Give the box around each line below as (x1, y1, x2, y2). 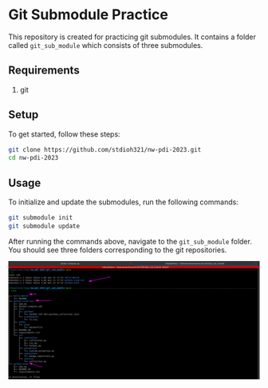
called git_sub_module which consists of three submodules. (8, 40, 203, 49)
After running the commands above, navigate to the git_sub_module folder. (8, 236, 253, 246)
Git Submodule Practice (8, 6, 169, 24)
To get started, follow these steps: (8, 129, 121, 139)
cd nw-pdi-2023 (8, 154, 59, 162)
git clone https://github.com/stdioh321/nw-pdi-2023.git (8, 145, 202, 153)
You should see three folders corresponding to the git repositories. (8, 245, 227, 255)
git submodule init (8, 214, 73, 222)
